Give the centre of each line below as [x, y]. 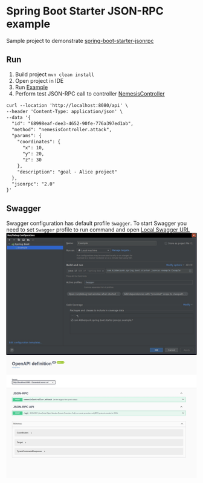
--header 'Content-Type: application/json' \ [64, 111]
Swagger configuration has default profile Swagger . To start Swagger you [97, 223]
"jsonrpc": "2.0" [34, 184]
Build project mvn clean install [55, 74]
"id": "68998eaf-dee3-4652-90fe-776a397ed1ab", [73, 123]
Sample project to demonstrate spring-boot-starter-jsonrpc [80, 41]
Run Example [31, 87]
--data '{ [19, 117]
